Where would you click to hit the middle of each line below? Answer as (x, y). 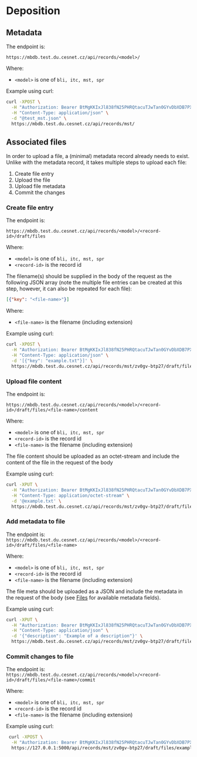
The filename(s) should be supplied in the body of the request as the (89, 276)
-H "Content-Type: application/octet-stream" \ (71, 495)
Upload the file (33, 180)
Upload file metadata (40, 186)
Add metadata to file (36, 521)
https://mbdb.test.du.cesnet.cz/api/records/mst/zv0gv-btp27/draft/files (103, 366)
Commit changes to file (40, 656)
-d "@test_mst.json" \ (39, 118)
